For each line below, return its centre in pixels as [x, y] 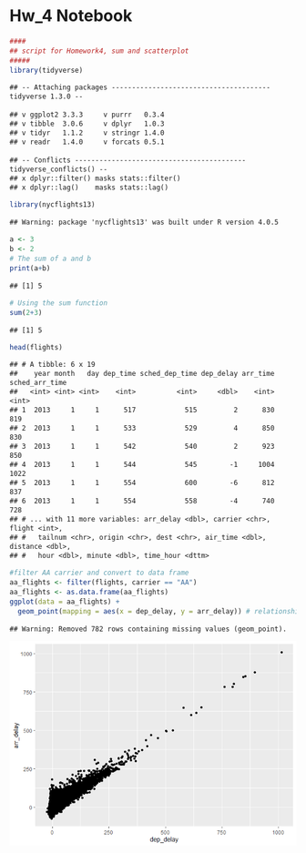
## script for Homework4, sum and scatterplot [99, 51]
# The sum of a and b [51, 259]
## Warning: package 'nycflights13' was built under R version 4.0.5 [144, 223]
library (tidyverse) [46, 70]
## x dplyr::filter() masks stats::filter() [95, 178]
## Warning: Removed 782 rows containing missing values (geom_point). [148, 629]
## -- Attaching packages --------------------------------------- [140, 87]
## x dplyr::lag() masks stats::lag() [89, 188]
